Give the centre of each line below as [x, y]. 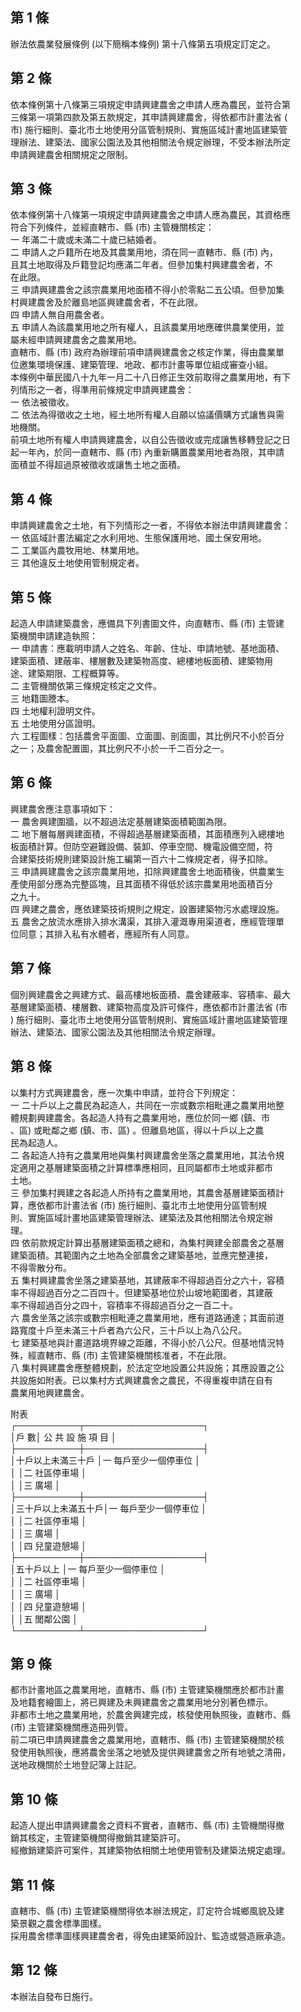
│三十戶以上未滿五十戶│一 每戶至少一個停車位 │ [109, 1508]
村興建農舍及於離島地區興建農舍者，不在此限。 [106, 302]
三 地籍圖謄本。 [42, 699]
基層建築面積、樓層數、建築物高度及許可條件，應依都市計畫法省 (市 [149, 1007]
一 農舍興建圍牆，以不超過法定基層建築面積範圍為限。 [121, 821]
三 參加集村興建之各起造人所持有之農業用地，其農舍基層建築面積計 [147, 1192]
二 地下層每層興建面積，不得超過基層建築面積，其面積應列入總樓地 [147, 834]
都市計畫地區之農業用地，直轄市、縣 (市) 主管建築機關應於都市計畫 [147, 1690]
